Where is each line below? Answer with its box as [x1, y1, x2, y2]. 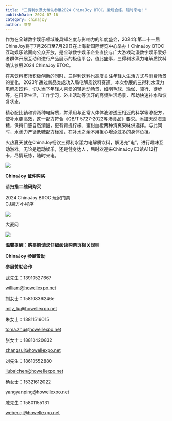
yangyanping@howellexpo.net [5, 389, 69, 395]
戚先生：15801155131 [5, 399, 49, 406]
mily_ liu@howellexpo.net [5, 306, 57, 312]
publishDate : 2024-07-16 [5, 12, 58, 17]
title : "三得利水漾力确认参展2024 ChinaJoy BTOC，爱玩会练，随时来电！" [5, 7, 147, 13]
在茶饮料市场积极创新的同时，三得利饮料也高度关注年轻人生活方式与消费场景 [5, 73, 167, 79]
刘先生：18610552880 [5, 358, 52, 364]
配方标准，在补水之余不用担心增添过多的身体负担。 [45, 129, 154, 135]
